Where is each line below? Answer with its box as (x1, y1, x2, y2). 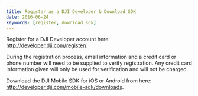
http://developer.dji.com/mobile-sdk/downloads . (6, 84, 124, 91)
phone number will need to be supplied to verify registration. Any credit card (6, 59, 192, 67)
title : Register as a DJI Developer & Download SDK (6, 8, 136, 15)
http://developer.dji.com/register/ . (6, 42, 88, 49)
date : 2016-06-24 (6, 14, 49, 20)
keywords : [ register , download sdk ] (6, 19, 96, 25)
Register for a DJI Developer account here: (6, 36, 111, 43)
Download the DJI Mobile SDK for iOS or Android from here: (6, 77, 152, 84)
